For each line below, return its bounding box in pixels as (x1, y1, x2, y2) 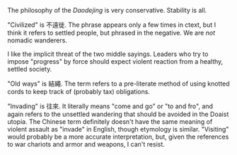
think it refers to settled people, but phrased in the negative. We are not (7, 28, 216, 37)
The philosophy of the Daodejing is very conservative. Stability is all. (7, 6, 207, 14)
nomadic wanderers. (7, 36, 67, 45)
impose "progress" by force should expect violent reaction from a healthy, (7, 57, 224, 66)
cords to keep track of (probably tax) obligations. (7, 88, 151, 96)
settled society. (7, 65, 52, 73)
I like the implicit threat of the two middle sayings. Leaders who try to (7, 50, 209, 58)
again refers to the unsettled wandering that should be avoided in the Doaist (7, 110, 229, 118)
